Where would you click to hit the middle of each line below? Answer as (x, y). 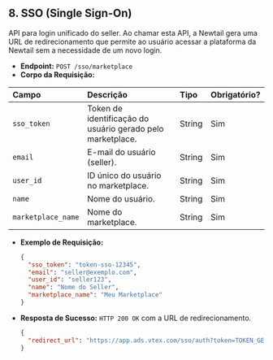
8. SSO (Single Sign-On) (70, 13)
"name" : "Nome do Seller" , (74, 288)
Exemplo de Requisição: (62, 242)
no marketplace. (117, 185)
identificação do (118, 119)
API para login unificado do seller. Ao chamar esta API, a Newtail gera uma (133, 33)
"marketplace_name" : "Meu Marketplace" (95, 295)
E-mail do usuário (121, 152)
